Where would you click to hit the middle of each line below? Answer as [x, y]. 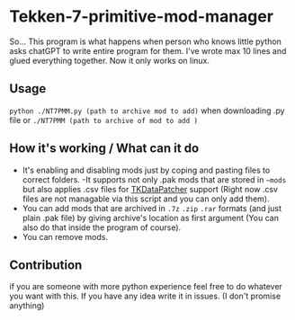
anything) [27, 306]
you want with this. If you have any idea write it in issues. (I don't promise [145, 296]
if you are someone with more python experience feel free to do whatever [146, 287]
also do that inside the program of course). [102, 227]
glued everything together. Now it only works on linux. [109, 60]
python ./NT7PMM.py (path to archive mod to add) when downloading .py [147, 111]
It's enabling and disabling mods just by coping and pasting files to [146, 170]
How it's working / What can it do [104, 149]
